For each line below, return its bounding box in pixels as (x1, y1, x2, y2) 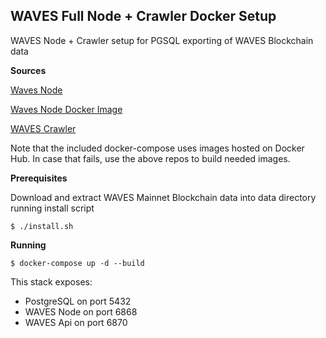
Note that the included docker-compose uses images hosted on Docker (10, 142, 305, 154)
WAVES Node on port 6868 (24, 305, 138, 318)
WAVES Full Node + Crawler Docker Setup (10, 8, 277, 25)
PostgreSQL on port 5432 (24, 295, 132, 307)
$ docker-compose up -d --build (10, 258, 145, 268)
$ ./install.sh (10, 221, 74, 231)
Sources (10, 64, 47, 76)
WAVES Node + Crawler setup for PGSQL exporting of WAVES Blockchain (10, 34, 314, 46)
